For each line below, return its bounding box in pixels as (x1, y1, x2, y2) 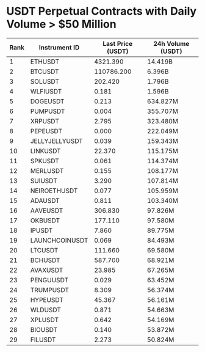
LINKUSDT (30, 147, 61, 155)
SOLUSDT (30, 77, 60, 86)
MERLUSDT (30, 166, 64, 175)
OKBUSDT (30, 216, 60, 224)
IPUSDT (30, 226, 53, 235)
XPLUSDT (30, 315, 59, 324)
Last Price (103, 39, 133, 48)
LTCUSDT (30, 246, 59, 254)
